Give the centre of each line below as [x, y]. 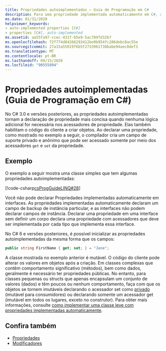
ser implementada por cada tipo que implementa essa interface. [70, 224]
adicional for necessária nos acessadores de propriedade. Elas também [78, 125]
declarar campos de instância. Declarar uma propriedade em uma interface [82, 213]
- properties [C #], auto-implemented [44, 33]
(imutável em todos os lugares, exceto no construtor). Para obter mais [76, 300]
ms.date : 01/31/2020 [26, 19]
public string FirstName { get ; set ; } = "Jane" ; [57, 248]
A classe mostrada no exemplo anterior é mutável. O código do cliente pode [82, 257]
